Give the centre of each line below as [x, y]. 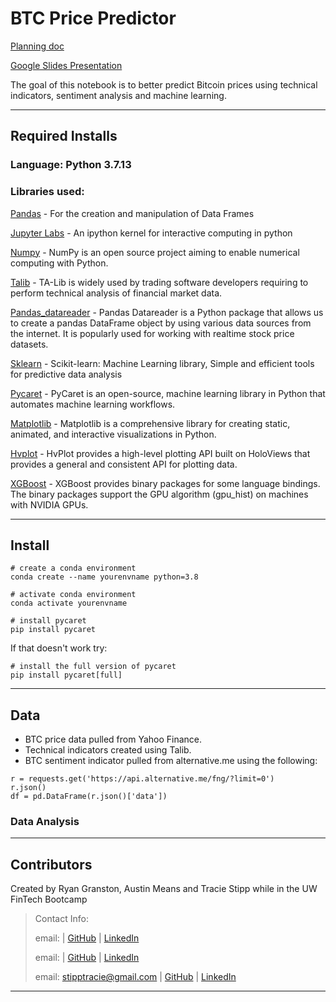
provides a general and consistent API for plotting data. [124, 464]
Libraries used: [47, 192]
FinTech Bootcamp [49, 899]
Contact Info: [61, 919]
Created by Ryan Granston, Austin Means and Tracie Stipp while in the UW [164, 889]
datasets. [29, 344]
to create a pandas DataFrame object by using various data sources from [161, 323]
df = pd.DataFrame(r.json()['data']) [89, 797]
